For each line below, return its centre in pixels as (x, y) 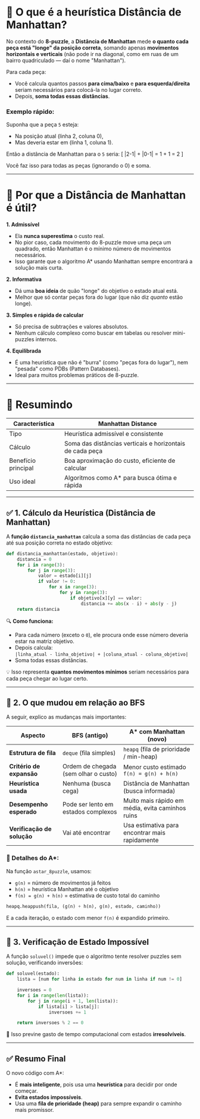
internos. (46, 339)
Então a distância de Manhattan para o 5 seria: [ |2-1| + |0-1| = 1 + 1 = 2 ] (95, 154)
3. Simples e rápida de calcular (45, 315)
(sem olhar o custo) (90, 774)
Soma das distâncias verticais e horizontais (125, 444)
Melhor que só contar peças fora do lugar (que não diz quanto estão (99, 297)
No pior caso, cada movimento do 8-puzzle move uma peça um (93, 242)
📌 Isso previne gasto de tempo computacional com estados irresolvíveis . (96, 1034)
